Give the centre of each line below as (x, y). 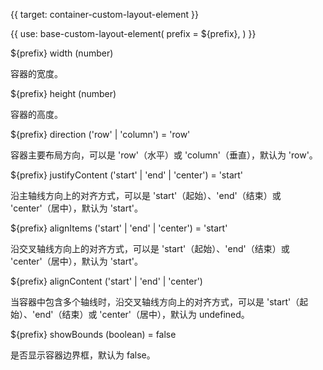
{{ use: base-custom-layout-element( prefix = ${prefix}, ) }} (133, 33)
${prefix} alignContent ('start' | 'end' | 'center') (106, 281)
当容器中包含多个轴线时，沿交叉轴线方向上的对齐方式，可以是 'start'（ (155, 302)
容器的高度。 (36, 114)
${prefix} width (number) (62, 53)
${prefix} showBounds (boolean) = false (93, 334)
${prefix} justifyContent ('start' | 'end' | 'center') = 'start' (127, 175)
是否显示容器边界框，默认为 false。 (83, 355)
